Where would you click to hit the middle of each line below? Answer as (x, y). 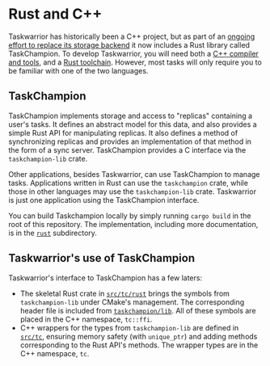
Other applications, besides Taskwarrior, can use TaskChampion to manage (134, 174)
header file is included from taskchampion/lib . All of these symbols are (138, 310)
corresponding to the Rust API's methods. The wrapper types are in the (139, 345)
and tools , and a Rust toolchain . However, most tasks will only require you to (135, 62)
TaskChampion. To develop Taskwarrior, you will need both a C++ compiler (133, 53)
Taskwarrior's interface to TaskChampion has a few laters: (105, 278)
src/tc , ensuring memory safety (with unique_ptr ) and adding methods (139, 336)
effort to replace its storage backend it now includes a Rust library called (129, 44)
